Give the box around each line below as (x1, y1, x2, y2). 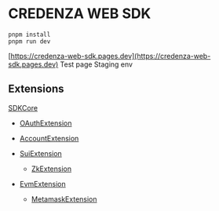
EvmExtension (19, 179, 66, 188)
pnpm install (8, 31, 51, 38)
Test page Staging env (60, 60, 133, 69)
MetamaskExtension (31, 194, 97, 204)
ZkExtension (31, 164, 72, 173)
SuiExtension (19, 148, 63, 158)
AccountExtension (19, 133, 79, 143)
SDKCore (8, 103, 38, 112)
